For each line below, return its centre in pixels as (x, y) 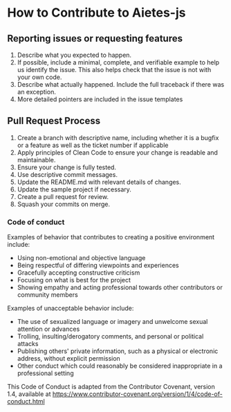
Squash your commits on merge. (64, 204)
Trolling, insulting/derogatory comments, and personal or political (110, 336)
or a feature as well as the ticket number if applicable (93, 145)
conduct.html (26, 402)
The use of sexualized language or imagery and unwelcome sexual (112, 322)
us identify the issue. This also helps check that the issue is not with (114, 70)
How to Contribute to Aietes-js (96, 13)
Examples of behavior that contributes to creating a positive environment (111, 237)
